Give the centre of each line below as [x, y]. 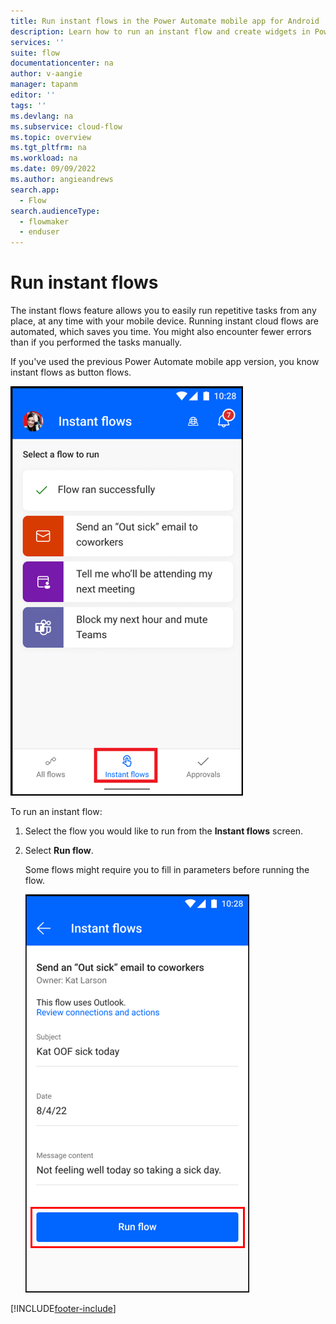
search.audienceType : [55, 211]
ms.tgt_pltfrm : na [48, 148]
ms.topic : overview [51, 137]
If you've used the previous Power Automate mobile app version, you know [165, 362]
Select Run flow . [59, 851]
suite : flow [35, 53]
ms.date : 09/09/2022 [53, 169]
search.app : [35, 190]
